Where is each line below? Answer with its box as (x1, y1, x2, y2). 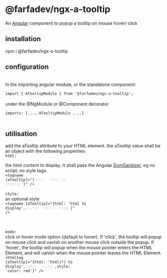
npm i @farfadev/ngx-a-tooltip (5, 48, 68, 54)
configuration (5, 63, 49, 71)
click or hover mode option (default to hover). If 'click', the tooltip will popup (5, 234, 162, 240)
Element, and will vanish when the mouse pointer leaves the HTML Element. (5, 250, 162, 256)
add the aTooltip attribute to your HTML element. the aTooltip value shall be (5, 143, 161, 149)
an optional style (5, 196, 40, 202)
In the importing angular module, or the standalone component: (5, 81, 136, 87)
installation (5, 35, 41, 43)
